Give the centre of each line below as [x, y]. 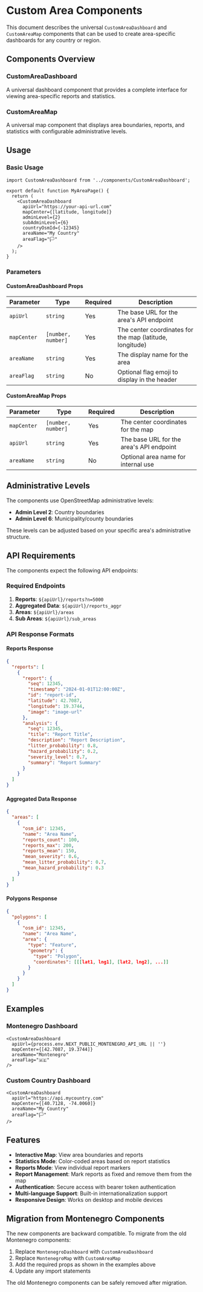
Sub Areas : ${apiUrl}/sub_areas [56, 618]
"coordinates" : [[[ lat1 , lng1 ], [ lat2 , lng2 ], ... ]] [101, 962]
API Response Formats [40, 634]
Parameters [24, 272]
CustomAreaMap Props [36, 396]
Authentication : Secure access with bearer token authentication [95, 1187]
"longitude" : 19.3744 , [56, 706]
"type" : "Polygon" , [58, 956]
